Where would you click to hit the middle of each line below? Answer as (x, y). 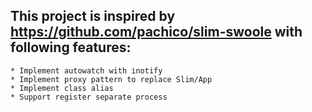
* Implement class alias (62, 88)
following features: (71, 47)
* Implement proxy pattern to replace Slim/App (111, 79)
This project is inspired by (93, 16)
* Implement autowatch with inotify (86, 70)
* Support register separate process (89, 97)
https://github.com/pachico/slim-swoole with (156, 32)
